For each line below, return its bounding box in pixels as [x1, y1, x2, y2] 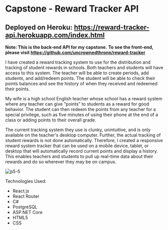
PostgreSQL [12, 204, 38, 210]
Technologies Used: [5, 178, 47, 184]
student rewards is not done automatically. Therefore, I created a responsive [5, 138, 163, 143]
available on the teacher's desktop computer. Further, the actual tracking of [5, 132, 161, 138]
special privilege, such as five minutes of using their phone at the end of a [5, 111, 158, 118]
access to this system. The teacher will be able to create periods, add [5, 70, 149, 76]
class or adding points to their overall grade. [5, 117, 96, 123]
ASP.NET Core [12, 209, 43, 215]
